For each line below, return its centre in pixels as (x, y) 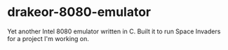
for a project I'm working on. (48, 38)
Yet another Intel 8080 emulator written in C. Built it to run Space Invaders (114, 31)
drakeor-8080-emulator (79, 12)
